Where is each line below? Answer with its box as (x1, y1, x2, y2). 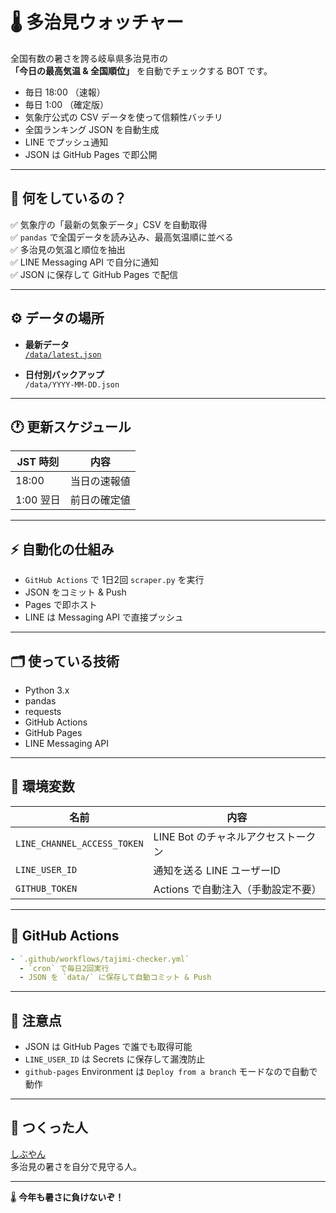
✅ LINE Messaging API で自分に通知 (10, 256, 159, 268)
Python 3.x (24, 684, 70, 696)
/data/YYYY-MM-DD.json (24, 379, 120, 390)
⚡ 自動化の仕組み (10, 541, 115, 558)
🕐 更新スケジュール (10, 418, 132, 435)
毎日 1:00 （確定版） (24, 98, 110, 110)
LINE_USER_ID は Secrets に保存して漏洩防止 (24, 1053, 206, 1065)
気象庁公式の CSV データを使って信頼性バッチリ (24, 111, 223, 123)
